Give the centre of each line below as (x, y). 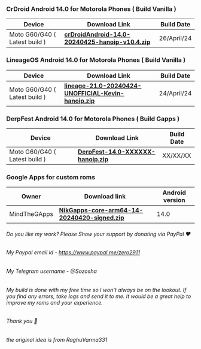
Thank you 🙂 (22, 321)
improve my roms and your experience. (55, 302)
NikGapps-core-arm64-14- (101, 210)
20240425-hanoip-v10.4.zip (107, 42)
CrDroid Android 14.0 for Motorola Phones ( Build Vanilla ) (91, 9)
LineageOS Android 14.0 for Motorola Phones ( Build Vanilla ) (96, 60)
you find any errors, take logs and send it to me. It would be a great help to (99, 296)
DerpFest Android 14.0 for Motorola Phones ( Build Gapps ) (93, 119)
